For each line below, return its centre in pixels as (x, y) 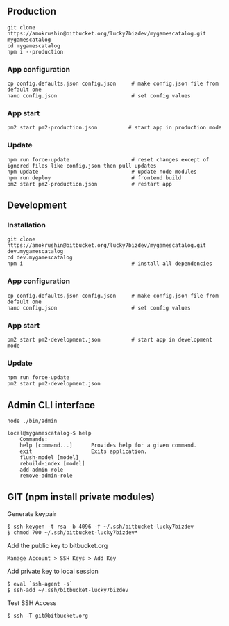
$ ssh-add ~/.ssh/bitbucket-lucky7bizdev (68, 590)
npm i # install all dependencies (110, 264)
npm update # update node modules (102, 172)
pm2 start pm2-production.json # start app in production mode (114, 128)
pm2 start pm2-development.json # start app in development (110, 339)
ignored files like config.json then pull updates (82, 166)
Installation (27, 225)
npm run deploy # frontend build (94, 178)
